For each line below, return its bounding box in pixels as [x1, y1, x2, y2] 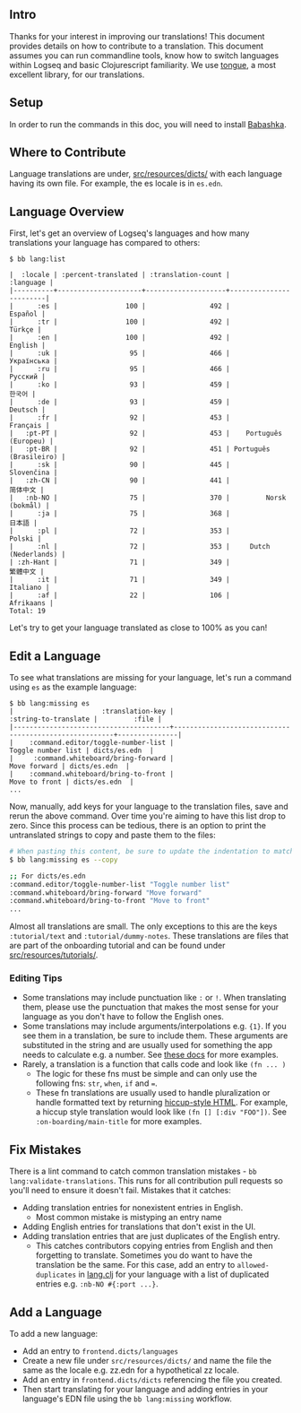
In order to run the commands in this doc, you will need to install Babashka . [9, 118, 287, 129]
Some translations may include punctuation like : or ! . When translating [21, 993, 287, 1003]
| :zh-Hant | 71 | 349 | [9, 558, 230, 568]
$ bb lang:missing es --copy [9, 855, 118, 864]
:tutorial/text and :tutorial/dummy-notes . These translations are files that [9, 931, 289, 941]
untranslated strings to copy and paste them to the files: [9, 829, 217, 841]
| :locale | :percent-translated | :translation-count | [9, 271, 230, 280]
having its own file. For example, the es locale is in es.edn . [9, 178, 224, 189]
